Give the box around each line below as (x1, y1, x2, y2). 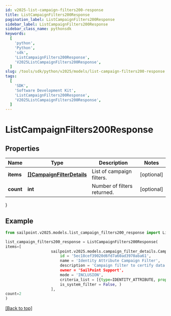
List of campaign (92, 168, 132, 175)
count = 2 (5, 291, 22, 297)
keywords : (5, 31, 26, 36)
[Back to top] (5, 305, 33, 311)
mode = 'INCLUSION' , (60, 272, 103, 277)
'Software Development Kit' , (14, 88, 76, 93)
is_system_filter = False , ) (60, 282, 122, 287)
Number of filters (92, 183, 133, 190)
